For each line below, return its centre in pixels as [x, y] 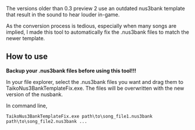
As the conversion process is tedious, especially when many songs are [91, 26]
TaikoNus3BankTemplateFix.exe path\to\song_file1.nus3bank [79, 116]
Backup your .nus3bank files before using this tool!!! [71, 71]
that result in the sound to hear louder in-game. [63, 15]
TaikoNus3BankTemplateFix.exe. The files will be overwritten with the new [95, 88]
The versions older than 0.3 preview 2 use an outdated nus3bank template [95, 8]
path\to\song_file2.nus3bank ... [47, 121]
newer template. [26, 38]
